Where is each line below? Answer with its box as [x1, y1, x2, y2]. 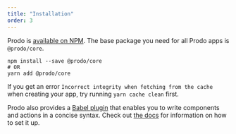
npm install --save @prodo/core [7, 57, 102, 64]
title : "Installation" [7, 10, 74, 18]
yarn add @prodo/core [7, 70, 71, 77]
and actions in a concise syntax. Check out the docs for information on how [7, 111, 227, 119]
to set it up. [7, 118, 40, 127]
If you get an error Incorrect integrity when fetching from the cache [7, 82, 213, 90]
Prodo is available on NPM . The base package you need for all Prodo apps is [7, 36, 230, 44]
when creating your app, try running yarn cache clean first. [7, 90, 180, 98]
